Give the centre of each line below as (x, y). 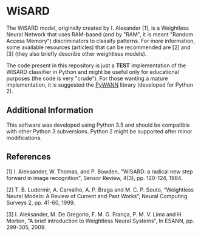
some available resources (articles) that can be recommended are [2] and (98, 47)
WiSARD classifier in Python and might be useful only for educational (93, 72)
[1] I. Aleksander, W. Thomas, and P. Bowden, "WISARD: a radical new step (100, 172)
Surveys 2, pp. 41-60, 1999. (41, 202)
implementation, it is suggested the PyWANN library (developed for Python (100, 85)
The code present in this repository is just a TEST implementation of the (96, 65)
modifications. (24, 138)
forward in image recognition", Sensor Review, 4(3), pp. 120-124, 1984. (95, 178)
